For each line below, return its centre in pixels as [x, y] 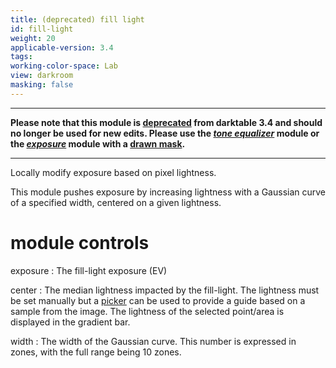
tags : [21, 57]
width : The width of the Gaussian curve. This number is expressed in [153, 341]
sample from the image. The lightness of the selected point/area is [147, 311]
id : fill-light [42, 29]
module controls [80, 242]
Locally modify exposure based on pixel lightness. [113, 172]
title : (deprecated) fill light [77, 19]
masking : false [42, 85]
